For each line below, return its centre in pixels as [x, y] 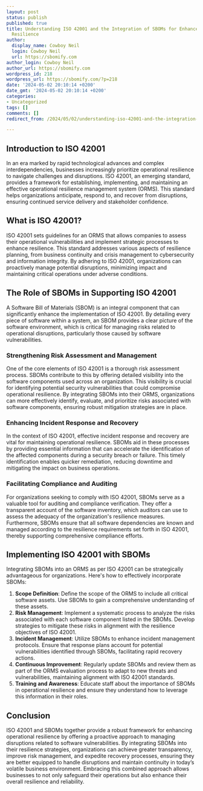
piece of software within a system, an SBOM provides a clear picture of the [100, 320]
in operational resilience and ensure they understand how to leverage [101, 690]
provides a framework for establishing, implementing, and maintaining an [97, 183]
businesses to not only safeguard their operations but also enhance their [97, 775]
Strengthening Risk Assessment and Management [82, 355]
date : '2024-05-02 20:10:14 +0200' [51, 85]
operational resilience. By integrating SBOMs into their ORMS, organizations [101, 394]
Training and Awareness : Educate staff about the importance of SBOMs [105, 684]
